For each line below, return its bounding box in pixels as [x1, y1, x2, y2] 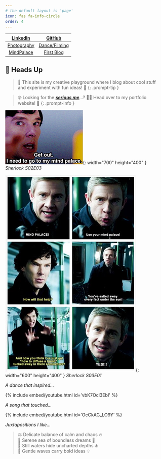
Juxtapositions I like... [5, 421, 51, 427]
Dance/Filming [38, 42, 69, 48]
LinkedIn [12, 35, 30, 41]
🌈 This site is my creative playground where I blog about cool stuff [17, 79, 156, 85]
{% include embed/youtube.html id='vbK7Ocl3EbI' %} [5, 392, 118, 398]
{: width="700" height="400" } [83, 159, 147, 165]
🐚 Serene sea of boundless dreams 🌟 [17, 437, 95, 443]
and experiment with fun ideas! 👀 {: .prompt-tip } [17, 84, 119, 90]
